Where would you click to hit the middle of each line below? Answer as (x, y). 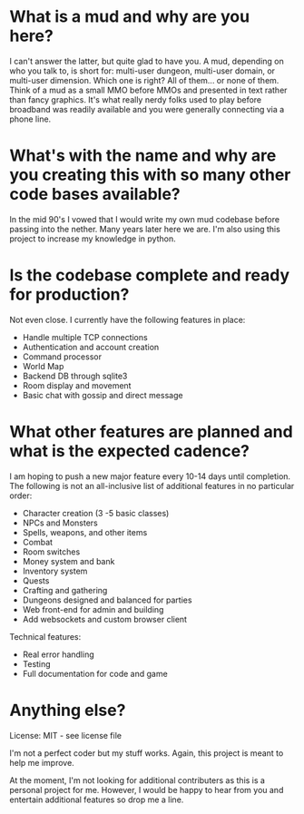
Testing (37, 663)
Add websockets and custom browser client (105, 619)
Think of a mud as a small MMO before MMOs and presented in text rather (148, 90)
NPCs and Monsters (60, 523)
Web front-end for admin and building (93, 609)
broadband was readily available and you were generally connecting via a (147, 109)
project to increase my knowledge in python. (93, 239)
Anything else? (68, 710)
